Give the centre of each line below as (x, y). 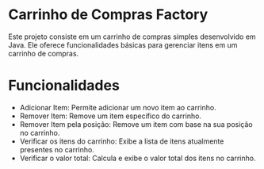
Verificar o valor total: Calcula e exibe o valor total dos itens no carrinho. (138, 158)
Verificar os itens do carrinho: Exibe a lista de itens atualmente (122, 141)
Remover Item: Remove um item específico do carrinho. (111, 116)
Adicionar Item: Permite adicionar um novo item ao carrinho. (118, 107)
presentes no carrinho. (57, 149)
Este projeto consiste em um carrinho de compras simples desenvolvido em (132, 36)
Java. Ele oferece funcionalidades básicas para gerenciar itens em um (123, 44)
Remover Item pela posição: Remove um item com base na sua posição (136, 124)
